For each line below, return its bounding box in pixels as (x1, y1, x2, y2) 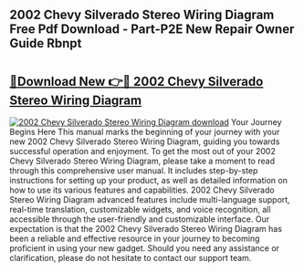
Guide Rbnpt (9, 36, 82, 51)
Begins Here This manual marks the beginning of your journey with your (9, 127, 280, 137)
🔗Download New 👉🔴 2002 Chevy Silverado (9, 73, 264, 89)
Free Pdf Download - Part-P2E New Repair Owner (9, 22, 295, 37)
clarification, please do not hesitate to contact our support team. (9, 253, 252, 263)
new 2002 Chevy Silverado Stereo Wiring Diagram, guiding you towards (9, 136, 280, 147)
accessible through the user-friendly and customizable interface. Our (9, 214, 270, 225)
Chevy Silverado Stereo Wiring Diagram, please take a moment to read (9, 155, 276, 166)
